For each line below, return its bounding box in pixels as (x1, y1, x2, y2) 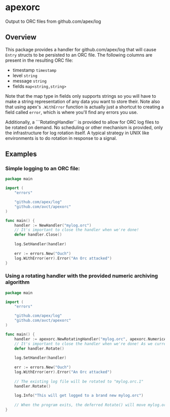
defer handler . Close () (14, 232, 62, 237)
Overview (5, 33, 37, 42)
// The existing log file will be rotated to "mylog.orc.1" (14, 379, 144, 384)
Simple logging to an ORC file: (5, 165, 80, 172)
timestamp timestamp (12, 67, 57, 73)
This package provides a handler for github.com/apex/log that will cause (5, 46, 157, 52)
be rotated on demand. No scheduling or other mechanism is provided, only (5, 124, 163, 130)
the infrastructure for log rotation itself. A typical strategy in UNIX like (5, 130, 149, 136)
